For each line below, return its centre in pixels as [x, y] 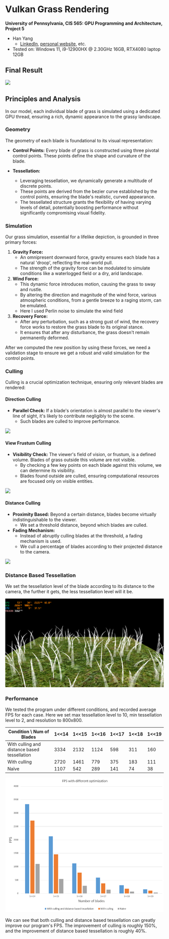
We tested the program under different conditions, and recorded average [81, 709]
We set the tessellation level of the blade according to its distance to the [80, 586]
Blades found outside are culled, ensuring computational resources [90, 476]
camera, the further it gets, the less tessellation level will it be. [69, 592]
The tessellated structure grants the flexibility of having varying [86, 202]
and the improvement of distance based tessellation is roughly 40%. [76, 931]
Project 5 [15, 28]
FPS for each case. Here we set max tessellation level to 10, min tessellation [83, 715]
